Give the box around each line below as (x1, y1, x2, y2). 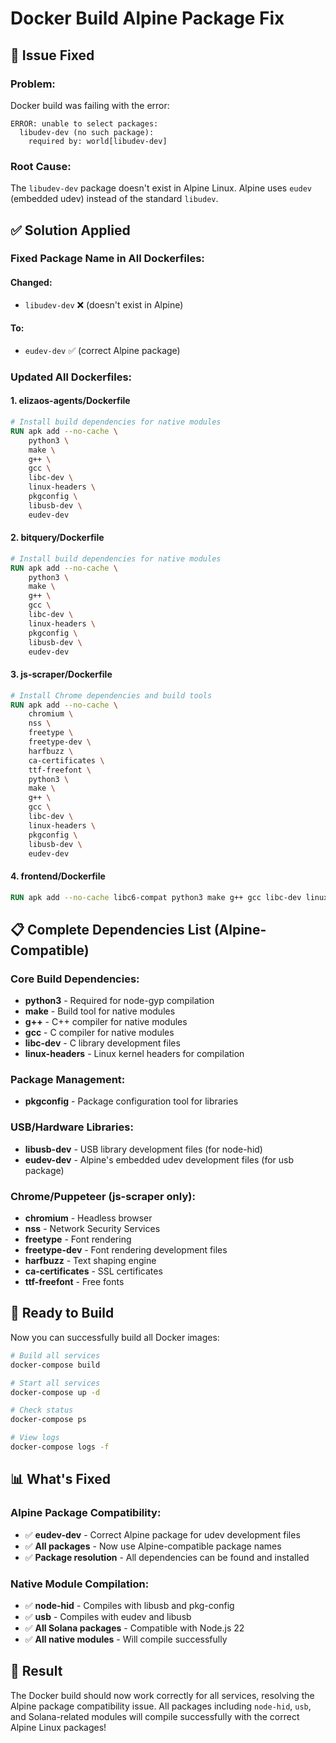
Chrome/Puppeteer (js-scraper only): (10, 1189, 196, 1203)
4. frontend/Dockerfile (10, 870, 106, 882)
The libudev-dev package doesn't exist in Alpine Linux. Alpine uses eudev (10, 182, 312, 194)
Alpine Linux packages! (10, 1721, 107, 1733)
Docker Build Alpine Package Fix (10, 7, 285, 30)
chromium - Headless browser (24, 1212, 153, 1224)
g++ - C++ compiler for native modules (24, 1016, 188, 1028)
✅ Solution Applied (10, 222, 131, 239)
